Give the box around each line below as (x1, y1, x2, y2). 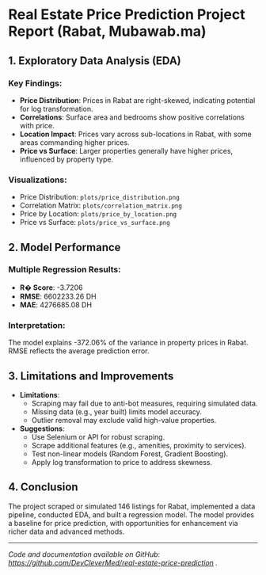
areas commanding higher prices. (19, 137, 130, 147)
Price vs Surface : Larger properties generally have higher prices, (19, 146, 234, 155)
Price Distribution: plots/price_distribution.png (19, 192, 180, 202)
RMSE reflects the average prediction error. (8, 346, 150, 356)
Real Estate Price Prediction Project (8, 6, 245, 24)
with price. (19, 120, 55, 130)
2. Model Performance (8, 240, 121, 254)
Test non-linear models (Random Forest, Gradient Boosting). (31, 449, 228, 459)
